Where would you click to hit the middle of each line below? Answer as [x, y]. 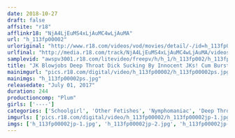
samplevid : [23, 59]
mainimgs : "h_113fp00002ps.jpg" [54, 78]
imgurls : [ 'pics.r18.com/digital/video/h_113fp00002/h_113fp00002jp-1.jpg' [120, 117]
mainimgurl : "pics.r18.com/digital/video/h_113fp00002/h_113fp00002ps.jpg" [120, 72]
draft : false [26, 20]
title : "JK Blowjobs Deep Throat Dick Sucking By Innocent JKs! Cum [109, 66]
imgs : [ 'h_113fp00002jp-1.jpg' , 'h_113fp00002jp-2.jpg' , [92, 124]
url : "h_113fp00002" [37, 40]
